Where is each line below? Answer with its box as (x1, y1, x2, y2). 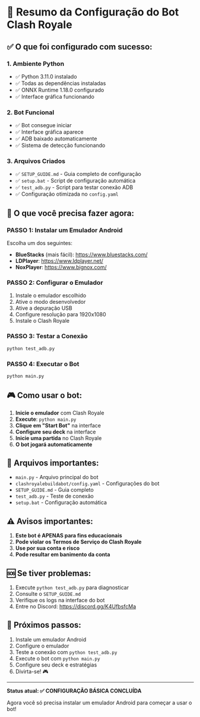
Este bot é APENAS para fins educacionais (15, 532, 122, 539)
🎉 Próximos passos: (7, 620, 82, 630)
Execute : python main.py (15, 416, 77, 423)
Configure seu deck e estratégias (15, 661, 97, 668)
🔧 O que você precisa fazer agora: (7, 208, 134, 218)
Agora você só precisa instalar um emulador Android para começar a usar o (7, 699, 192, 706)
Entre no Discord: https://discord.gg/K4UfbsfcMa (15, 603, 136, 610)
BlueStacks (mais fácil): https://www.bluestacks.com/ (15, 251, 148, 258)
